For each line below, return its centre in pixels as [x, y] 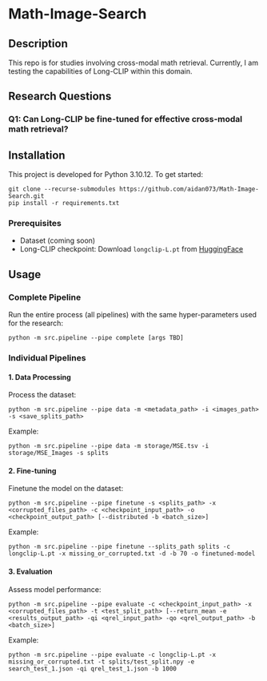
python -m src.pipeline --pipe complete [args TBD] [96, 338]
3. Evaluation [31, 572]
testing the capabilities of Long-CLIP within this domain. [101, 71]
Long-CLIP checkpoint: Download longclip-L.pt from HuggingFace [132, 249]
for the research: [36, 323]
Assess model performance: [55, 589]
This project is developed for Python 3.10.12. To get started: [106, 175]
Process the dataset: [42, 395]
